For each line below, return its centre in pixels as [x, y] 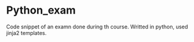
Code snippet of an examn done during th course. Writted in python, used [97, 27]
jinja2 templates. [26, 33]
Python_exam [41, 10]
